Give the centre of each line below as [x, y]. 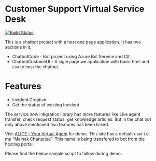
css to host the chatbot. [35, 67]
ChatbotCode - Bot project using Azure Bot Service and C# [71, 56]
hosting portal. [20, 144]
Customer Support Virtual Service [75, 9]
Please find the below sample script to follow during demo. [64, 153]
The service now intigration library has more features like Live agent [73, 114]
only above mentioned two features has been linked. [57, 124]
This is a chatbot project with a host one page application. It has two [73, 42]
